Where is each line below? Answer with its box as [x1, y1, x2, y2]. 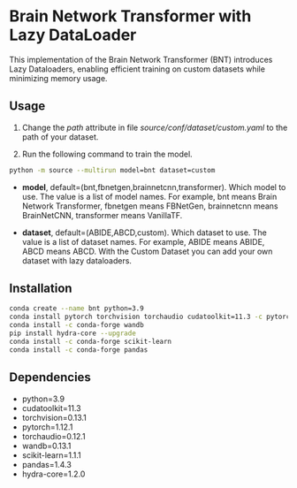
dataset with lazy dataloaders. [21, 255, 133, 266]
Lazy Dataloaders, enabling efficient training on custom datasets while [9, 64, 265, 74]
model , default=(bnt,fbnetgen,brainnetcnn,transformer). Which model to [21, 181, 286, 192]
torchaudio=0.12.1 [21, 431, 86, 441]
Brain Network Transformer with [9, 6, 252, 27]
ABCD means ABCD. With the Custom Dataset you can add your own [21, 246, 273, 256]
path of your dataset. [21, 131, 99, 142]
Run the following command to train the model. [21, 149, 193, 159]
